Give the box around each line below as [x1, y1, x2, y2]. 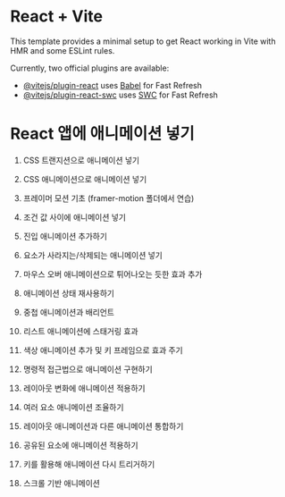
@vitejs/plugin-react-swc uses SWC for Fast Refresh [22, 89, 218, 100]
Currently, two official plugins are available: [10, 63, 170, 73]
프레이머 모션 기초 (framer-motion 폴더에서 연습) [22, 192, 195, 203]
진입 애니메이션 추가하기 [22, 231, 108, 241]
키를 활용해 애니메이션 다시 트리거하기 [22, 459, 155, 469]
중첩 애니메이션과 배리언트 [22, 307, 115, 317]
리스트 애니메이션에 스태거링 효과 [22, 325, 138, 336]
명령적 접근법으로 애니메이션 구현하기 [22, 364, 153, 375]
